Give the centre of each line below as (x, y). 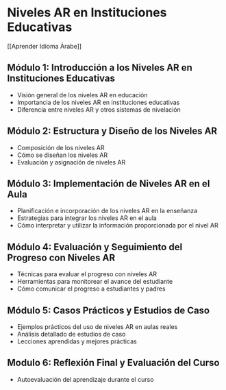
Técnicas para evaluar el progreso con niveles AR (87, 274)
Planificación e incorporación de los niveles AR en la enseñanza (107, 211)
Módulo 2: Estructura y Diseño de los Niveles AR (112, 131)
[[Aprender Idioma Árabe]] (45, 46)
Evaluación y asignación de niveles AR (71, 162)
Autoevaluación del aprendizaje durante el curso (85, 379)
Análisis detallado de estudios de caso (71, 334)
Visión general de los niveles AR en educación (82, 95)
